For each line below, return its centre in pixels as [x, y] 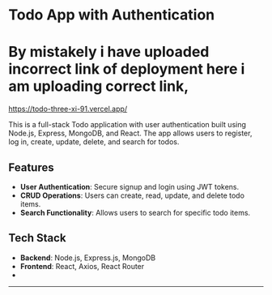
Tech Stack [37, 238]
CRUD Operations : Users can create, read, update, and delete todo [132, 195]
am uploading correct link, [99, 86]
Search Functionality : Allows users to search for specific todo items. [135, 212]
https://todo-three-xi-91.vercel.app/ [68, 109]
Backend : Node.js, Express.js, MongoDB [88, 258]
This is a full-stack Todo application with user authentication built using [127, 125]
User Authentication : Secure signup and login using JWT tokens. [130, 186]
